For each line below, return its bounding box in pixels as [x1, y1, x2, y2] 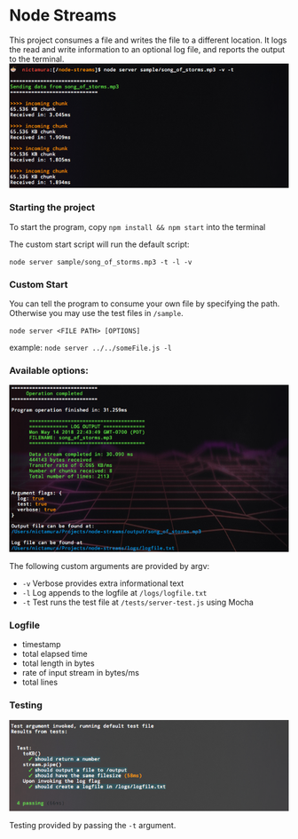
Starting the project [9, 202, 96, 214]
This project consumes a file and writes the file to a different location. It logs [9, 35, 287, 45]
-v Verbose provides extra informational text [21, 578, 184, 589]
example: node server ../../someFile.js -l [9, 343, 172, 353]
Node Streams [9, 5, 117, 26]
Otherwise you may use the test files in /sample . [9, 308, 184, 319]
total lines [21, 677, 59, 688]
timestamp [21, 639, 61, 650]
